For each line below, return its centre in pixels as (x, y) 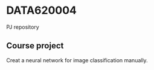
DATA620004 (41, 10)
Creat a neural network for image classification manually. (77, 60)
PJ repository (23, 27)
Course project (35, 46)
